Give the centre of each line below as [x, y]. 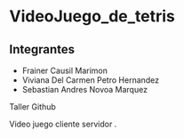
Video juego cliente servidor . [63, 124]
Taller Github [32, 107]
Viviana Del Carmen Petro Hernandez [91, 80]
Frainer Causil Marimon [65, 70]
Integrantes [42, 49]
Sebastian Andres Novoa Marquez [85, 89]
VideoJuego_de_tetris [92, 16]
